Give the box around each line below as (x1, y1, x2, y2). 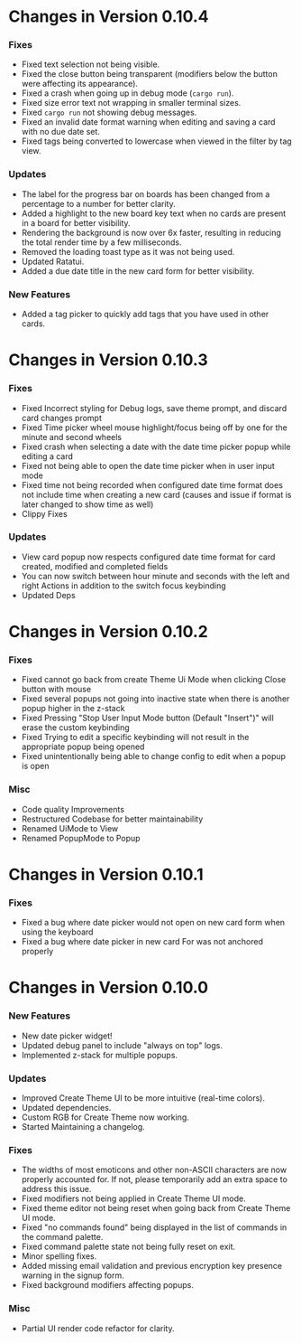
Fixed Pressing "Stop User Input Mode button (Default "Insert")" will (21, 712, 274, 724)
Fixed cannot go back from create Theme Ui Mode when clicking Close (21, 674, 287, 685)
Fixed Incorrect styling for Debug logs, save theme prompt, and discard (21, 402, 287, 413)
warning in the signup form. (21, 1270, 124, 1281)
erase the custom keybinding (21, 722, 130, 733)
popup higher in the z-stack (21, 703, 125, 714)
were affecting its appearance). (21, 79, 139, 89)
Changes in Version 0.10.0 (8, 978, 209, 998)
